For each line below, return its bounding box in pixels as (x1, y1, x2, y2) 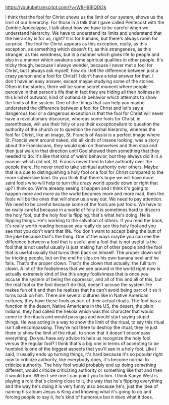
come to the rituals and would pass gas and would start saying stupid (5, 314, 150, 319)
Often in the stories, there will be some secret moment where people (5, 84, 148, 90)
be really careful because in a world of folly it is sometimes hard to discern (5, 207, 160, 213)
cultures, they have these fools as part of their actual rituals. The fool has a (5, 298, 161, 304)
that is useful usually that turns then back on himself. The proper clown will (5, 249, 161, 255)
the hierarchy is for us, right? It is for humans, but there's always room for (5, 35, 158, 41)
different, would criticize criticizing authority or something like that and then (5, 367, 163, 373)
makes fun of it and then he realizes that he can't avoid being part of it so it (5, 287, 161, 293)
